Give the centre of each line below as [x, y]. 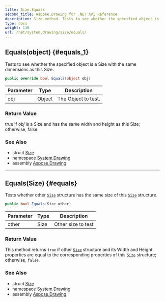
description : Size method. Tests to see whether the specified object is [82, 19]
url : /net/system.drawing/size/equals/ [46, 32]
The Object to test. [79, 99]
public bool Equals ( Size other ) [38, 204]
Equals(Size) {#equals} [41, 183]
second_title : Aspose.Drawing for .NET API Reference [61, 14]
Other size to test [74, 224]
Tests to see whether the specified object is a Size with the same [71, 64]
